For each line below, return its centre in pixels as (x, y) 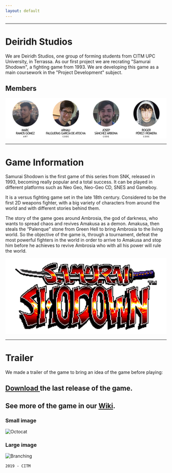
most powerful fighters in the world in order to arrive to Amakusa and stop (83, 240)
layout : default (23, 11)
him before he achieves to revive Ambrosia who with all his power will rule (83, 245)
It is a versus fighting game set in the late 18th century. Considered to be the (86, 197)
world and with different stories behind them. (53, 209)
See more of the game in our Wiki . (60, 406)
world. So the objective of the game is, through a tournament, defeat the (81, 235)
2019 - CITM (18, 466)
